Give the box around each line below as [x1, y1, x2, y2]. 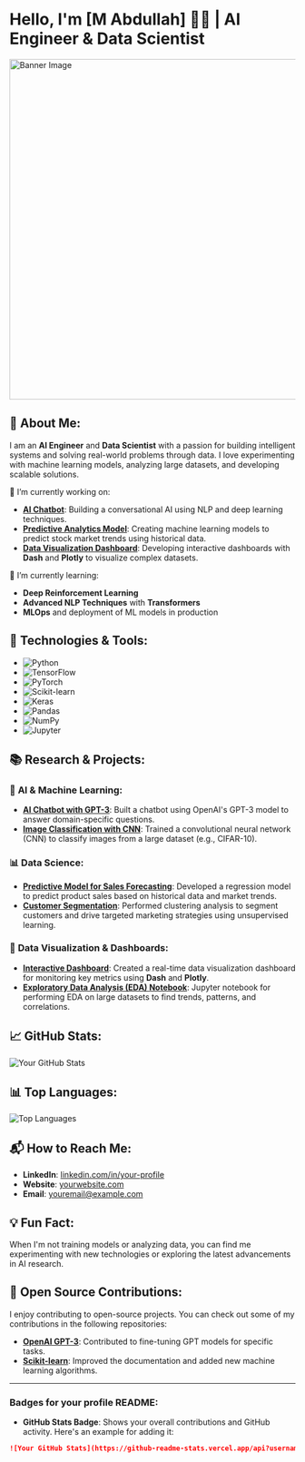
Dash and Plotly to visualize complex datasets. [22, 552, 199, 563]
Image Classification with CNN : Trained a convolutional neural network [22, 824, 291, 835]
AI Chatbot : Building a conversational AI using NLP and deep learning [22, 504, 283, 515]
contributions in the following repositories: [9, 1318, 168, 1329]
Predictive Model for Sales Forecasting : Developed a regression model [22, 881, 291, 892]
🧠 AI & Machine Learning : [9, 784, 123, 796]
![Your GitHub [9, 1444, 64, 1453]
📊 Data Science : [9, 856, 84, 869]
